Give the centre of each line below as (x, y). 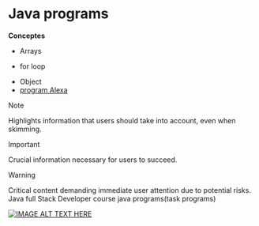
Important (24, 144)
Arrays (30, 51)
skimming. (25, 129)
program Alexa (44, 90)
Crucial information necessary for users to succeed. (93, 160)
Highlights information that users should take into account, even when (122, 120)
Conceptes (27, 36)
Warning (22, 175)
